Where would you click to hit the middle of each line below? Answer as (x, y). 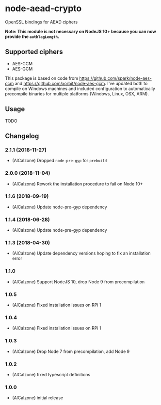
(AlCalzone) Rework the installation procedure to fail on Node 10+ (77, 184)
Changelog (22, 136)
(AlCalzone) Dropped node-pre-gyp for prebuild (59, 161)
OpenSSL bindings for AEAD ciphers (41, 22)
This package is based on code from (42, 78)
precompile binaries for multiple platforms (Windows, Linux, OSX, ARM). (77, 93)
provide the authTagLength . (32, 37)
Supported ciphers (34, 52)
